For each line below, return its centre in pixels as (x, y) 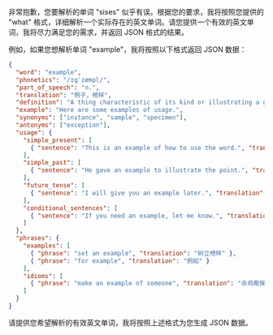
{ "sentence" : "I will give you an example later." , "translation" (147, 193)
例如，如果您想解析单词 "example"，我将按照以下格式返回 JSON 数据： (128, 49)
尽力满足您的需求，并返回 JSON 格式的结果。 (113, 32)
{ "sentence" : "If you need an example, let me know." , (126, 216)
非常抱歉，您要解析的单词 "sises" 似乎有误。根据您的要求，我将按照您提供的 (136, 12)
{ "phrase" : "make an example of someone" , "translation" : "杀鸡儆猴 (147, 283)
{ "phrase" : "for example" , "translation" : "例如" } (120, 261)
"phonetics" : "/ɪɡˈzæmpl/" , (63, 79)
